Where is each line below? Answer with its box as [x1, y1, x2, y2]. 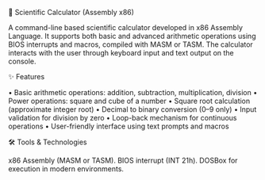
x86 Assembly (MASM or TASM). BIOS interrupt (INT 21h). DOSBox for [8, 155, 238, 165]
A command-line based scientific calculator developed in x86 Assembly [8, 23, 244, 32]
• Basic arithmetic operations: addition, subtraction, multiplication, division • [8, 88, 258, 97]
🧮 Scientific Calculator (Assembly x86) [8, 8, 135, 17]
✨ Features [8, 72, 45, 81]
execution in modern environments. [8, 164, 125, 174]
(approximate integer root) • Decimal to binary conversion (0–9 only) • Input [8, 105, 257, 114]
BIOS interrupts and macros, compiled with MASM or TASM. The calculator [8, 40, 254, 49]
